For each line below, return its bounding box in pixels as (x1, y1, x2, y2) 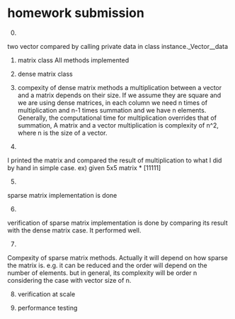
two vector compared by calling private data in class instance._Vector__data (7, 42, 229, 50)
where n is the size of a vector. (17, 128, 108, 137)
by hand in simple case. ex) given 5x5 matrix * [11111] (7, 163, 161, 172)
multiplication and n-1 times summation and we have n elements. (17, 106, 207, 114)
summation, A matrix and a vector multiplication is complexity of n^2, (17, 121, 219, 129)
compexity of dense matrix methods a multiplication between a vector (17, 83, 222, 91)
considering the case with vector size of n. (7, 276, 132, 284)
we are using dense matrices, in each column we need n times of (17, 98, 207, 107)
